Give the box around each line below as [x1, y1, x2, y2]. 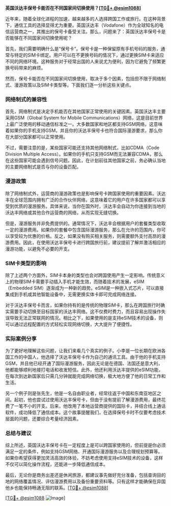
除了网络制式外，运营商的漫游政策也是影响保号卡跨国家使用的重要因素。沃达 [5, 190, 166, 196]
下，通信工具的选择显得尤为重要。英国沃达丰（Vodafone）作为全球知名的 [5, 22, 159, 28]
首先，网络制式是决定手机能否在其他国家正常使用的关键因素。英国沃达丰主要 [5, 108, 166, 115]
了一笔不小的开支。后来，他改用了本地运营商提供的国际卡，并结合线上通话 [9, 403, 166, 409]
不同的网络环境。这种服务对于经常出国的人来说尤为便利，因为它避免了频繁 [5, 59, 161, 64]
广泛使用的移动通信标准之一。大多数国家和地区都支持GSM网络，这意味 [14, 121, 163, 127]
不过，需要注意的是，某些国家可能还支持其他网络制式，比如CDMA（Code [5, 145, 159, 151]
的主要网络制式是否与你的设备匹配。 [5, 164, 81, 170]
